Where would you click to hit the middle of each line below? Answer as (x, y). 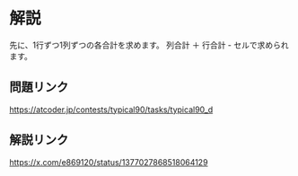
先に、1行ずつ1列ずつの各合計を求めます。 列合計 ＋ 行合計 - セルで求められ (149, 45)
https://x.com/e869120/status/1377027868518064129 (109, 162)
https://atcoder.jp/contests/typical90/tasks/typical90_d (111, 110)
